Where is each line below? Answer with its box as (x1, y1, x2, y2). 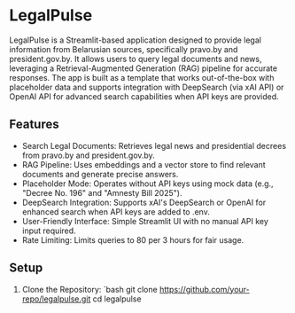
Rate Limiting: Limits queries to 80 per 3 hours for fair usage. (21, 234, 245, 245)
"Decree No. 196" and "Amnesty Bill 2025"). (21, 187, 182, 198)
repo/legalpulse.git (21, 293, 91, 304)
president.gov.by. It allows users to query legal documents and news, (9, 53, 262, 64)
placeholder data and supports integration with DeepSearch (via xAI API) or (9, 82, 284, 92)
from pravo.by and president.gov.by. (21, 150, 155, 160)
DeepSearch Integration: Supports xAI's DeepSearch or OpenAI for (21, 197, 267, 207)
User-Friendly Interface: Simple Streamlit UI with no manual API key (21, 215, 268, 226)
